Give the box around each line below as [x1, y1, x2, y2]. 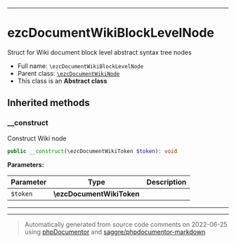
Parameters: [7, 160, 44, 169]
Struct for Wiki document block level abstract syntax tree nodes [7, 48, 192, 56]
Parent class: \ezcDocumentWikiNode [17, 69, 120, 77]
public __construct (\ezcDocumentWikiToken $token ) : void [7, 147, 178, 155]
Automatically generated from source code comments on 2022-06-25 [24, 220, 228, 228]
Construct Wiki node [7, 134, 67, 143]
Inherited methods [7, 97, 90, 109]
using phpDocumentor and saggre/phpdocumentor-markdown [24, 228, 206, 236]
